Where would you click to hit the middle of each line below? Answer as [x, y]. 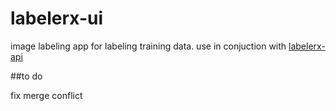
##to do [26, 76]
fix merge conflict [46, 95]
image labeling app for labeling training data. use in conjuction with [148, 46]
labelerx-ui [57, 18]
